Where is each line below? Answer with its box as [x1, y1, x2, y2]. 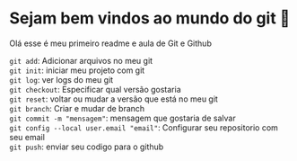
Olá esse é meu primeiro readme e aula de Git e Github [9, 38, 213, 49]
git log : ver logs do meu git [9, 74, 114, 85]
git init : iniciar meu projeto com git [9, 65, 145, 76]
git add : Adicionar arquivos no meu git [9, 55, 153, 66]
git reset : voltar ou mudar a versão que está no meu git [9, 94, 218, 104]
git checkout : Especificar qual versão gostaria [9, 84, 181, 94]
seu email [9, 131, 45, 142]
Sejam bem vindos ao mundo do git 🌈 [9, 8, 291, 29]
